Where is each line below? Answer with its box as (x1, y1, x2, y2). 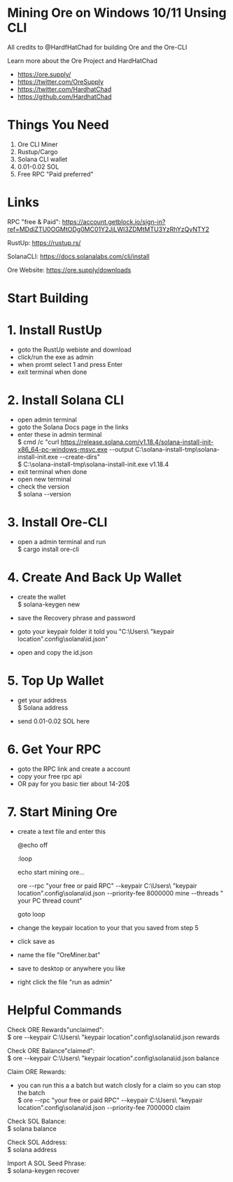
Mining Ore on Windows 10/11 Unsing (7, 5, 227, 21)
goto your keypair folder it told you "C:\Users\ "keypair (17, 627, 175, 635)
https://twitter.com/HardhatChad (17, 85, 112, 93)
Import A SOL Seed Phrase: (7, 1159, 86, 1167)
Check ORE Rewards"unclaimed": (7, 1025, 104, 1034)
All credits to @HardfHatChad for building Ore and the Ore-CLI (7, 43, 188, 51)
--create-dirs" (59, 452, 100, 461)
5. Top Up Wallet (7, 672, 104, 688)
